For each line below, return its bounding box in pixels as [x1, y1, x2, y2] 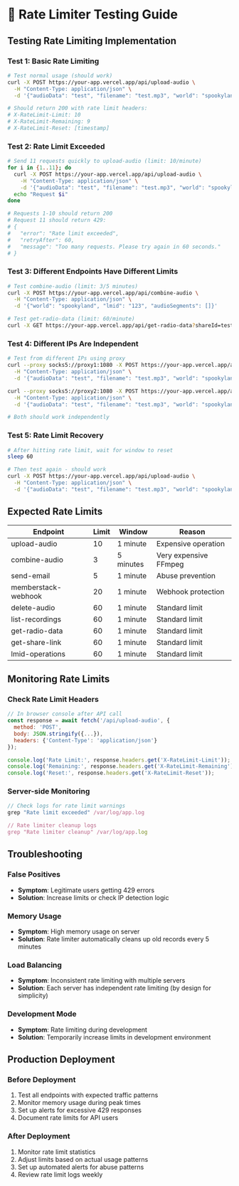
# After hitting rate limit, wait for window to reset [7, 447, 174, 454]
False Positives [7, 870, 60, 880]
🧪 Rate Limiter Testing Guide [7, 6, 178, 23]
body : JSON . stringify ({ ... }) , [14, 730, 103, 737]
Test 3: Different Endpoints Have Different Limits [7, 267, 179, 277]
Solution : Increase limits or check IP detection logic [17, 893, 169, 902]
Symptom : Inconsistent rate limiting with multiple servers [17, 976, 186, 985]
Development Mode [7, 1009, 77, 1019]
